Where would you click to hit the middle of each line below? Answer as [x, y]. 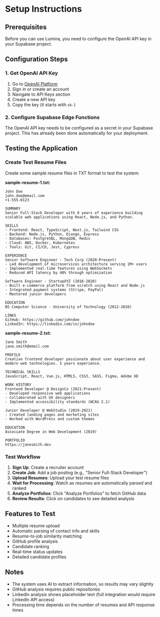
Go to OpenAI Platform [35, 84]
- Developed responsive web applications [48, 393]
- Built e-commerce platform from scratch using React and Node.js [75, 285]
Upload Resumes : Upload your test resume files [60, 478]
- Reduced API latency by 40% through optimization [59, 273]
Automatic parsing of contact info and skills [56, 531]
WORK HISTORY [18, 384]
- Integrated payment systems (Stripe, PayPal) [54, 290]
